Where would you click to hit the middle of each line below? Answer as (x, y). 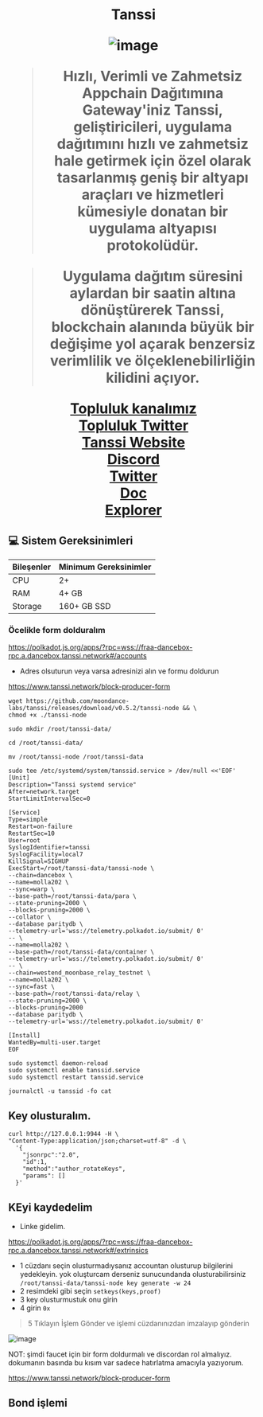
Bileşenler (32, 567)
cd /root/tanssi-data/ (46, 743)
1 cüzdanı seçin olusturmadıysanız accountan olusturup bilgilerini (126, 1265)
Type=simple (28, 820)
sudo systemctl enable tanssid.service (74, 1071)
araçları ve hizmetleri (153, 195)
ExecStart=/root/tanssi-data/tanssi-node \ (81, 869)
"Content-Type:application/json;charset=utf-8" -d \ (97, 1141)
